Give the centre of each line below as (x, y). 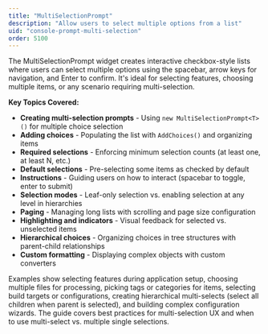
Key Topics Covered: (44, 102)
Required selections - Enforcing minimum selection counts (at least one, (140, 152)
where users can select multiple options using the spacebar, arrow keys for (133, 70)
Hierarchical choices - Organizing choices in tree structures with (128, 237)
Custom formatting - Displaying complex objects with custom (123, 255)
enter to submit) (47, 187)
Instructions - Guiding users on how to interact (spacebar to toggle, (133, 178)
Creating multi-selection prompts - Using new (96, 118)
